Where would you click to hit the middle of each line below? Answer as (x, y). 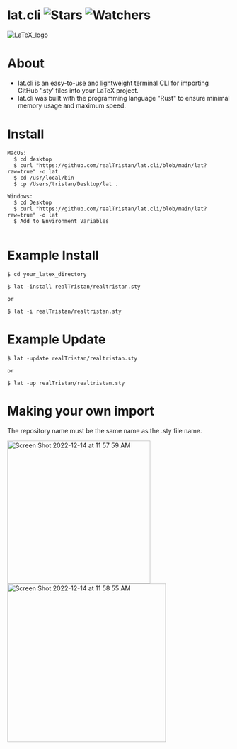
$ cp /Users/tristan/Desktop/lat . (66, 184)
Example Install (53, 256)
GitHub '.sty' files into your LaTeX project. (78, 90)
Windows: (20, 196)
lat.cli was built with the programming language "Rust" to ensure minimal (123, 98)
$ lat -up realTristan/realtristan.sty (66, 383)
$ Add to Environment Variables (62, 221)
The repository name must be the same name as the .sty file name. (105, 430)
